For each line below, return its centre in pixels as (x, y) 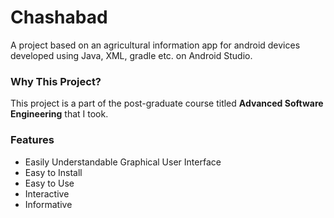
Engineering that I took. (59, 114)
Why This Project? (56, 81)
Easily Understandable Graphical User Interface (123, 162)
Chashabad (59, 17)
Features (32, 140)
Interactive (47, 193)
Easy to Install (53, 172)
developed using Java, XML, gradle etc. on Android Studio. (131, 55)
